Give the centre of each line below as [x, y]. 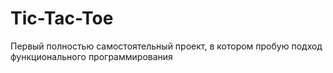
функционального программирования [91, 56]
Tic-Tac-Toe [62, 18]
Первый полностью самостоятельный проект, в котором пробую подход [166, 46]
